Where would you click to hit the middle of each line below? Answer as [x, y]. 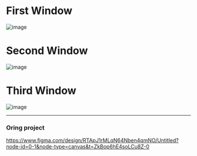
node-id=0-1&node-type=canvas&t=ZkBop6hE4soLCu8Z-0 [78, 147]
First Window [39, 11]
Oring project [26, 127]
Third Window [41, 91]
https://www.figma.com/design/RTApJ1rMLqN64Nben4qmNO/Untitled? [92, 140]
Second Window [47, 51]
